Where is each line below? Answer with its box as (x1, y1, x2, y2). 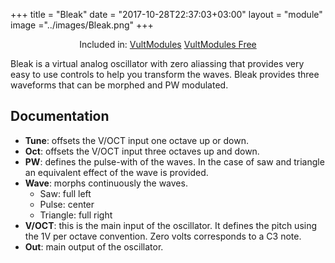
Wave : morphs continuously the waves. (24, 177, 188, 189)
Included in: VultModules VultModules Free (79, 39, 257, 50)
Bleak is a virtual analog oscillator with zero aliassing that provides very (10, 58, 305, 69)
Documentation (10, 108, 110, 125)
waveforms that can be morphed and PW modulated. (10, 79, 229, 91)
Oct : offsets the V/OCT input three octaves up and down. (24, 145, 260, 157)
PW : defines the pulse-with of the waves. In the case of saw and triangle (24, 155, 325, 168)
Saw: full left (39, 187, 92, 199)
